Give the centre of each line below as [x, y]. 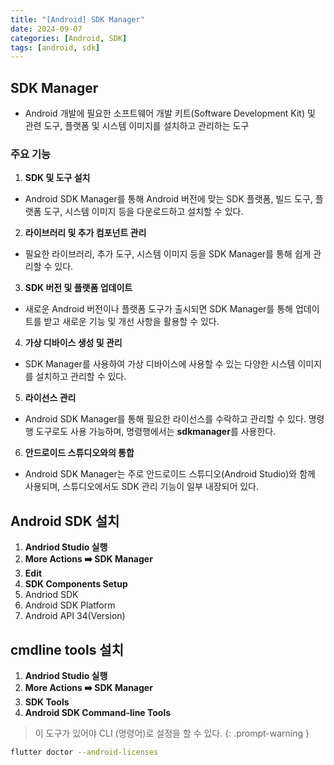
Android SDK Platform [70, 605]
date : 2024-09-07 [46, 29]
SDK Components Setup [76, 584]
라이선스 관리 [50, 398]
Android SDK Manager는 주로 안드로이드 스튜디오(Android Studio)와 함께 [170, 474]
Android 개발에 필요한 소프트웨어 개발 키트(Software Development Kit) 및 [170, 113]
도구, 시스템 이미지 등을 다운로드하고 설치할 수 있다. [143, 212]
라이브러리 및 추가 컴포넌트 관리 [85, 233]
